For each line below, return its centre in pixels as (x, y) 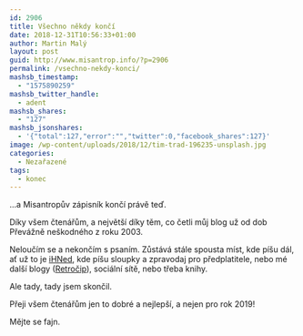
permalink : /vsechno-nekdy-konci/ (75, 69)
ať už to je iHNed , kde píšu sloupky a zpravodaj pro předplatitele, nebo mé (149, 260)
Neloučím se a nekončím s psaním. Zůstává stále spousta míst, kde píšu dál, (152, 249)
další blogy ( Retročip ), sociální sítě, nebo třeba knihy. (108, 269)
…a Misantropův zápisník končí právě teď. (88, 205)
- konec (32, 178)
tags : (20, 170)
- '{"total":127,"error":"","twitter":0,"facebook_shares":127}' (144, 137)
